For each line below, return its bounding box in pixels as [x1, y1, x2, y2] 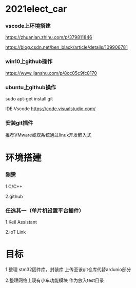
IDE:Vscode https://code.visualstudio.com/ [5, 106, 96, 112]
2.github [5, 193, 23, 199]
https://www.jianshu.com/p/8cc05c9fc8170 [5, 70, 98, 76]
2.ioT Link [5, 229, 26, 235]
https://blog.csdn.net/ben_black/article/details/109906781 [5, 44, 128, 50]
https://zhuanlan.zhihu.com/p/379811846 [5, 34, 92, 40]
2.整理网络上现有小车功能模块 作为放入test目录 [5, 277, 104, 283]
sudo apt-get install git [5, 96, 53, 102]
